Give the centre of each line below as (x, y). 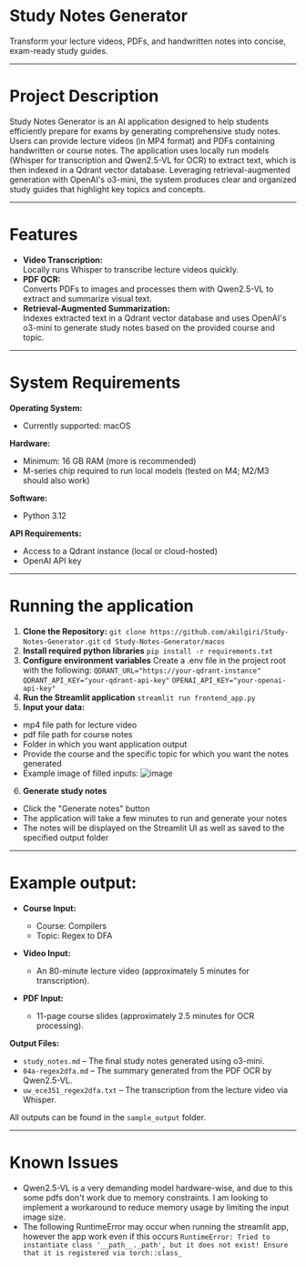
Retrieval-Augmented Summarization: (96, 308)
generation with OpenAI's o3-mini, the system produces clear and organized (153, 180)
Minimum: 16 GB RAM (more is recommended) (109, 460)
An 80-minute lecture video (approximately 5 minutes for (143, 971)
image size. (44, 1217)
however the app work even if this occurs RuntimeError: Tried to (146, 1236)
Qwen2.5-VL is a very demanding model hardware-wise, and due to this (158, 1188)
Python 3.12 (44, 515)
